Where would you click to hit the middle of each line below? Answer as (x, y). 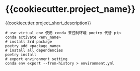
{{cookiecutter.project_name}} (70, 9)
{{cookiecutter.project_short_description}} (48, 23)
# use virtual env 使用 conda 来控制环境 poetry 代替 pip (63, 33)
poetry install (21, 55)
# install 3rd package (29, 41)
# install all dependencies (34, 50)
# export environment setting (36, 59)
